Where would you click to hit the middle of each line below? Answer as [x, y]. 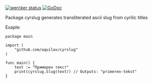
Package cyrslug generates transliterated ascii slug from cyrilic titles [76, 17]
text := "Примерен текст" [42, 67]
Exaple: [13, 27]
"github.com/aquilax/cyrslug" [46, 50]
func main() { [20, 63]
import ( [14, 45]
